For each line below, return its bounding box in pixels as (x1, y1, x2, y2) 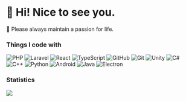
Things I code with (6, 40, 62, 49)
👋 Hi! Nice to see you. (6, 5, 116, 19)
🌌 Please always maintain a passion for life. (6, 25, 114, 33)
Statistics (6, 75, 35, 84)
